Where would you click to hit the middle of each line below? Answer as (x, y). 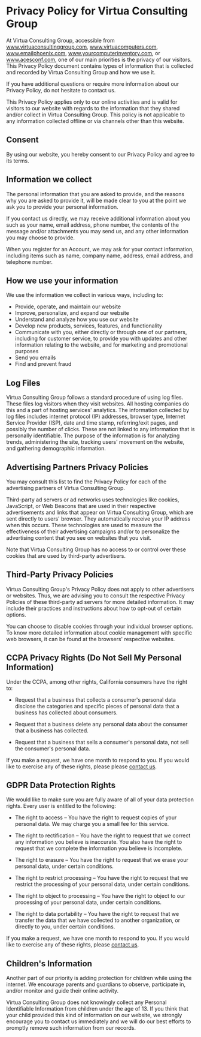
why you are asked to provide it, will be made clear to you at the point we (96, 200)
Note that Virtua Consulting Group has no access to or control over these (96, 549)
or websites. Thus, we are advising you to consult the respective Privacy (96, 596)
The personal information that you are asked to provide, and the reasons (95, 194)
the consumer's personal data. (53, 749)
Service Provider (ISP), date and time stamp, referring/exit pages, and (92, 423)
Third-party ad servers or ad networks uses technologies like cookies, (93, 500)
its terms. (18, 161)
